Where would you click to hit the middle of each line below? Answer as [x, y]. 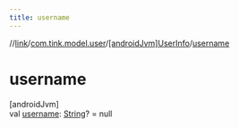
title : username [39, 17]
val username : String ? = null [61, 114]
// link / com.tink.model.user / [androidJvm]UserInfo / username [119, 43]
